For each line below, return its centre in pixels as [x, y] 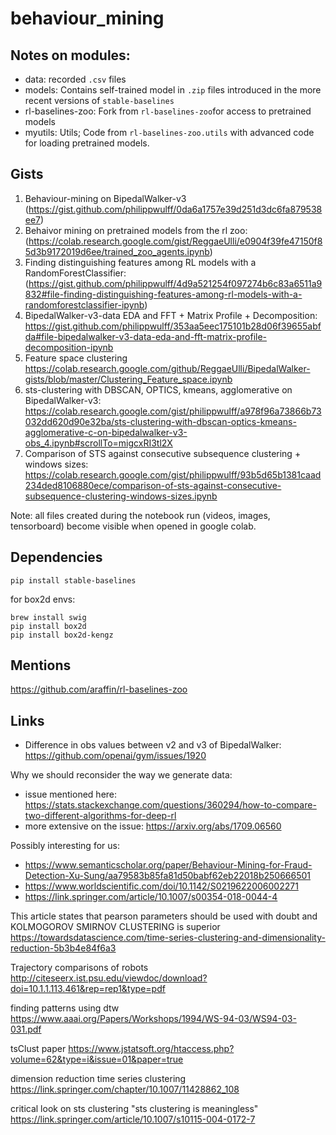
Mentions [41, 665]
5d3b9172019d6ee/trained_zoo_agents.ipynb [117, 251]
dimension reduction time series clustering [98, 1079]
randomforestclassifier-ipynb [84, 304]
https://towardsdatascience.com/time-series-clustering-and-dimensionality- [168, 938]
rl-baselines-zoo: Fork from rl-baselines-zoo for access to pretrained [168, 111]
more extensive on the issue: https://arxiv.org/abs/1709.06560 [153, 826]
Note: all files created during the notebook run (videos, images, [140, 515]
